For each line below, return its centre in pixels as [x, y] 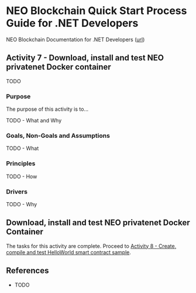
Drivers [17, 192]
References [27, 271]
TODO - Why [22, 204]
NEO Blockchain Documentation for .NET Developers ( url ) [75, 39]
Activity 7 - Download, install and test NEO [85, 58]
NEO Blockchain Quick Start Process [97, 11]
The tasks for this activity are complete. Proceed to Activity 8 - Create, [91, 246]
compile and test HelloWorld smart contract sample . [69, 252]
